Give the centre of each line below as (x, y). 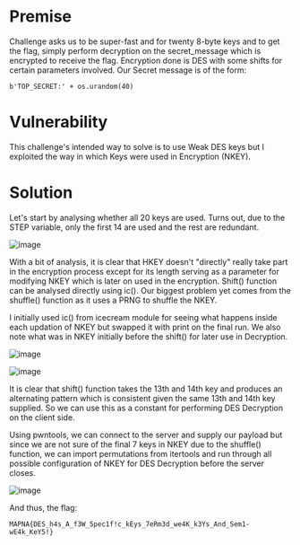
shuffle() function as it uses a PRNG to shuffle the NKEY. (113, 300)
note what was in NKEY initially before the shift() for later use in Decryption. (149, 336)
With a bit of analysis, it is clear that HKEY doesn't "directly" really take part (149, 261)
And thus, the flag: (43, 507)
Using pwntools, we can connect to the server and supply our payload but (146, 435)
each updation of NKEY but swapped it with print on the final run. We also (145, 327)
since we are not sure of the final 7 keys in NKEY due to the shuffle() (135, 444)
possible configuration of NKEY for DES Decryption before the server (137, 463)
